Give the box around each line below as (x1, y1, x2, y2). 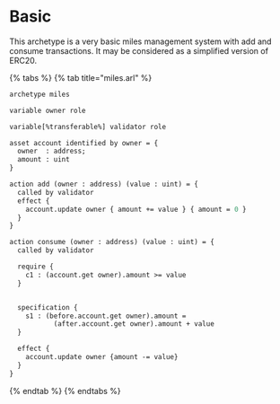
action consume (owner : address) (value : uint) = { (9, 238, 215, 247)
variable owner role (9, 106, 87, 115)
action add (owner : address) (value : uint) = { (9, 180, 199, 189)
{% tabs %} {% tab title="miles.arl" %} (9, 72, 153, 83)
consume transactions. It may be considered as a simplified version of (9, 45, 269, 56)
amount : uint (17, 155, 70, 164)
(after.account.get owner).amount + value (53, 320, 215, 329)
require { (17, 262, 54, 271)
